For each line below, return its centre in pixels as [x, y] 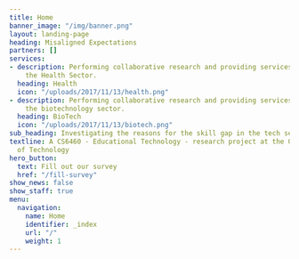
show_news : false [41, 183]
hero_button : [33, 158]
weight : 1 [44, 241]
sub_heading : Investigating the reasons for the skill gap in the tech [145, 134]
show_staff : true [41, 191]
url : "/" [41, 232]
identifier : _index [61, 224]
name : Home [45, 216]
